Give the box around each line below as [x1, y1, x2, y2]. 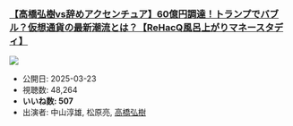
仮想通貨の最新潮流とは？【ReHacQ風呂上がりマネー [27, 21, 256, 33]
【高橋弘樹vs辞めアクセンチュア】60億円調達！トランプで [9, 7, 261, 20]
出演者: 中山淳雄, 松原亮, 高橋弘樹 [22, 107, 146, 118]
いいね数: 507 [22, 96, 73, 106]
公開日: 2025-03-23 [22, 73, 97, 84]
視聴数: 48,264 [22, 85, 78, 96]
